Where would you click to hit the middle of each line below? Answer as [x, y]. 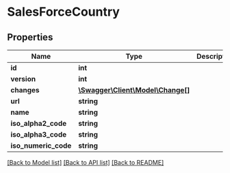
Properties [30, 37]
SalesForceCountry [63, 12]
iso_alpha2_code [39, 123]
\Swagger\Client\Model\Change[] [134, 90]
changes [25, 90]
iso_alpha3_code [39, 134]
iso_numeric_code [41, 146]
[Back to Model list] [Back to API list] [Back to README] [86, 162]
